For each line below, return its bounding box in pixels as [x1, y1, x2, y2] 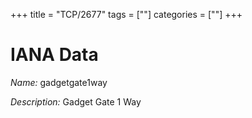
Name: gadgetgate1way [10, 76, 108, 88]
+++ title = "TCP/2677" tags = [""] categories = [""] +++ [10, 9, 243, 20]
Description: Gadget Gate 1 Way [10, 95, 142, 108]
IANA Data [10, 44, 99, 66]
